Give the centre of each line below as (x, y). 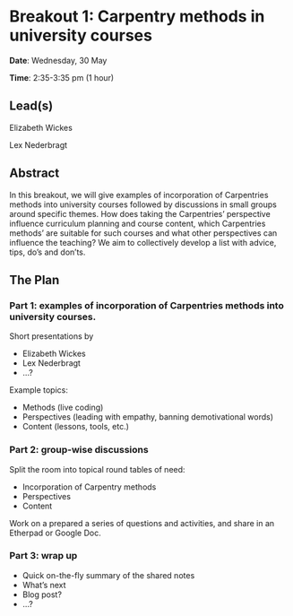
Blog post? (42, 594)
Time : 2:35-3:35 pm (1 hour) (62, 77)
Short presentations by (52, 336)
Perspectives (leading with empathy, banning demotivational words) (148, 417)
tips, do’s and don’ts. (47, 252)
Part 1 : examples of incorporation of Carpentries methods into (146, 305)
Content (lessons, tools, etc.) (76, 427)
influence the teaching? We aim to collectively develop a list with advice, (143, 242)
